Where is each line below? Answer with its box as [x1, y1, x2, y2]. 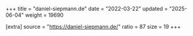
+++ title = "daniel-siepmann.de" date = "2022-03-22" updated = [5, 5, 168, 12]
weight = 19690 [25, 11, 64, 19]
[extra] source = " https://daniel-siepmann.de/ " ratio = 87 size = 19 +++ [5, 23, 181, 30]
